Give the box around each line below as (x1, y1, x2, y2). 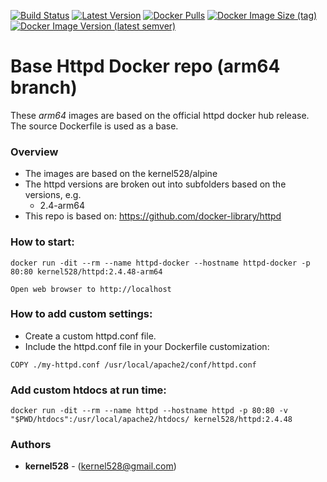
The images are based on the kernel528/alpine (24, 168, 218, 180)
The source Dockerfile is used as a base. (10, 120, 179, 132)
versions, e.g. (24, 189, 82, 201)
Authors (10, 438, 52, 452)
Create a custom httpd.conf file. (24, 330, 157, 342)
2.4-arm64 (39, 200, 85, 212)
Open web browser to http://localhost (10, 284, 172, 294)
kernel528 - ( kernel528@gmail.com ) (24, 460, 177, 472)
